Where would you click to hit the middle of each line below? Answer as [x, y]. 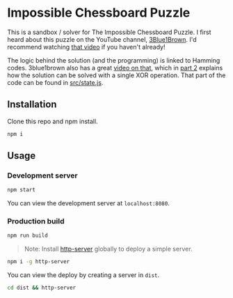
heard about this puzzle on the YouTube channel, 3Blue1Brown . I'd [102, 39]
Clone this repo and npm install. [53, 121]
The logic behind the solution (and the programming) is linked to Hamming [114, 60]
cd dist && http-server [42, 288]
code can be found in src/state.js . [55, 82]
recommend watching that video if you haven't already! [86, 47]
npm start [22, 190]
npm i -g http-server [39, 262]
